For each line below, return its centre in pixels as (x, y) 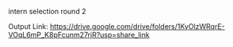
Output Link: (29, 26)
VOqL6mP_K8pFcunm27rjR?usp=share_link (79, 35)
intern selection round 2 (47, 11)
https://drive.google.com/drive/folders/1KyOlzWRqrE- (138, 26)
